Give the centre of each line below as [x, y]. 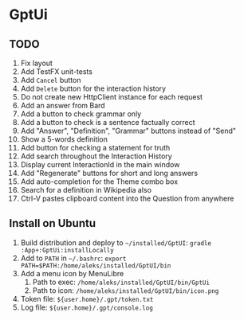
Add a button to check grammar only [81, 114]
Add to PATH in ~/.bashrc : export [73, 258]
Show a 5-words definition [64, 139]
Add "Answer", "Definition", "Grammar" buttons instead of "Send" [128, 131]
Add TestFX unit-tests [56, 72]
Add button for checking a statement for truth [95, 148]
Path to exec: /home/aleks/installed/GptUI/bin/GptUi [121, 282]
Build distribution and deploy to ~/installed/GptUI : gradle [116, 242]
